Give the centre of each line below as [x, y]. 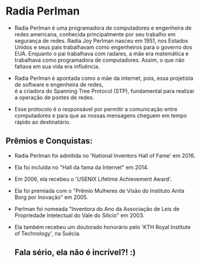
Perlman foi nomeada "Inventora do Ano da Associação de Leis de [97, 209]
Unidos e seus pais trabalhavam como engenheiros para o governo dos [103, 47]
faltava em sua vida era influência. [57, 66]
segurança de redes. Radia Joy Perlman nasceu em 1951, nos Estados [101, 41]
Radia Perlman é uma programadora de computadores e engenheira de [103, 28]
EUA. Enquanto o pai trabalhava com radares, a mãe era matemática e [101, 53]
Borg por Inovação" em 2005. [51, 197]
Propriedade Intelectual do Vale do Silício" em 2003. [79, 215]
